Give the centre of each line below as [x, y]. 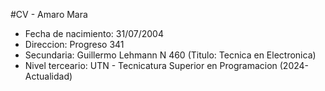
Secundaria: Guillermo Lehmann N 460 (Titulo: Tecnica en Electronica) [170, 55]
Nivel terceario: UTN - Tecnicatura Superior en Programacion [151, 65]
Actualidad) [48, 76]
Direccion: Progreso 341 [74, 44]
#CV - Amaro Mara [49, 14]
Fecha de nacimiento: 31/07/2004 [94, 33]
